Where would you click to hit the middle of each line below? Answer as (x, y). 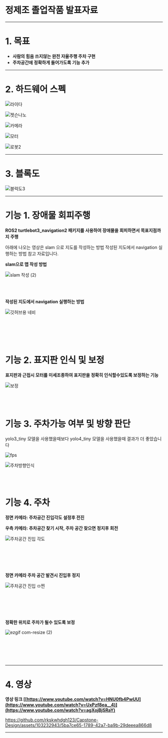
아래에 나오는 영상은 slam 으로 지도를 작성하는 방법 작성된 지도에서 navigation (81, 247)
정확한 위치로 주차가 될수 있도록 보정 (40, 622)
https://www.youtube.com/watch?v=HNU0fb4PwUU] (84, 699)
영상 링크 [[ (16, 699)
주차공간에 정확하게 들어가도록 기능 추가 (51, 62)
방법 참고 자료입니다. (38, 254)
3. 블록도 (22, 174)
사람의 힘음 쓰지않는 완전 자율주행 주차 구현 (54, 56)
